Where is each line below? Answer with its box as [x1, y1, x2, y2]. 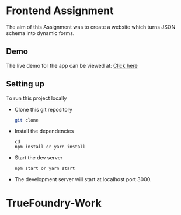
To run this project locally [6, 95, 67, 102]
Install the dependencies [14, 127, 74, 135]
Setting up [6, 79, 45, 89]
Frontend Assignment [6, 4, 114, 18]
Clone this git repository [14, 106, 73, 113]
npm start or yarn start [14, 165, 75, 172]
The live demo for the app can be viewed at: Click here [6, 62, 138, 69]
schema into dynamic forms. [6, 29, 75, 36]
